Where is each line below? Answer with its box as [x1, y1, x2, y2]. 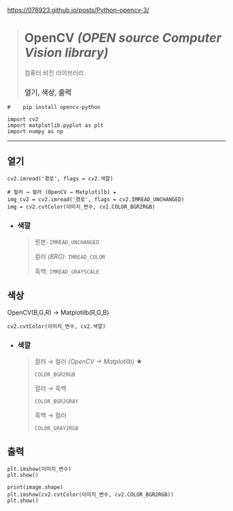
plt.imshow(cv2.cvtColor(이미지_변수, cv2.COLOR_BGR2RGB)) [7, 492, 175, 499]
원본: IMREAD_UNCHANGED [34, 238, 99, 246]
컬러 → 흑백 [34, 384, 67, 392]
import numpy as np [7, 128, 64, 135]
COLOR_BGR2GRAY [34, 398, 78, 405]
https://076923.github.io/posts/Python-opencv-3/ [7, 6, 150, 14]
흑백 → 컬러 [34, 411, 67, 419]
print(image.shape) [7, 484, 64, 491]
